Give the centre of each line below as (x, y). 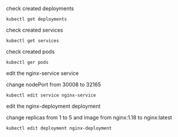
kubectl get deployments (37, 19)
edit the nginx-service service (42, 73)
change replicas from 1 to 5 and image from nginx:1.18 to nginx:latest (89, 117)
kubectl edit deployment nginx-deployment (59, 128)
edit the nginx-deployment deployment (53, 106)
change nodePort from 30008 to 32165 (54, 85)
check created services (35, 30)
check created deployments (40, 8)
